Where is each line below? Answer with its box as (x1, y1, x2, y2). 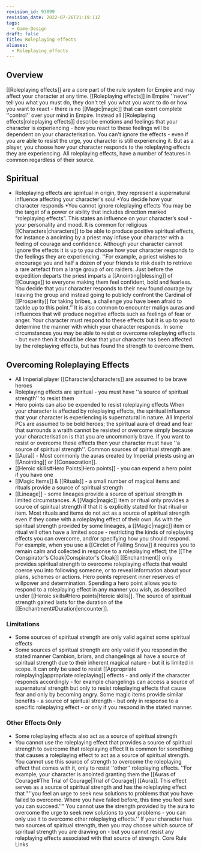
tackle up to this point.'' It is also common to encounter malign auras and (14, 304, 195, 311)
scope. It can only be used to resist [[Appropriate (14, 665, 137, 672)
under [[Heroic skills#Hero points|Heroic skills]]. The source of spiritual (14, 592, 191, 600)
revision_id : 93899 (6, 8, 55, 15)
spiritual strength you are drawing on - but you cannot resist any (14, 828, 175, 835)
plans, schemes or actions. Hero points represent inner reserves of (14, 573, 181, 581)
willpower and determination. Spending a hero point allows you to (14, 579, 177, 587)
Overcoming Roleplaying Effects (6, 359, 130, 370)
